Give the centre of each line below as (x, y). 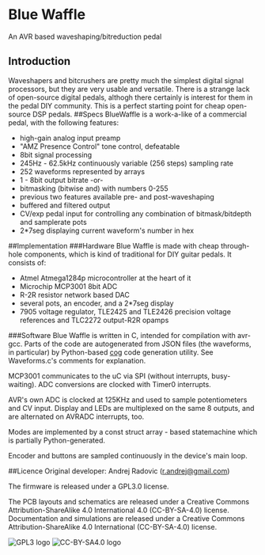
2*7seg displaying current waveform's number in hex (107, 230)
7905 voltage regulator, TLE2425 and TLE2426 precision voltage (125, 311)
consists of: (27, 262)
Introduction (40, 61)
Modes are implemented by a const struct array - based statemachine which (133, 431)
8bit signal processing (56, 154)
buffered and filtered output (65, 205)
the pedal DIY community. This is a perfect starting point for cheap (117, 105)
